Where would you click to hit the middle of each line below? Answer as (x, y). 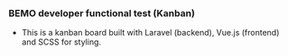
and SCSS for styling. (61, 42)
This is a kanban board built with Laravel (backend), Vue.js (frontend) (150, 33)
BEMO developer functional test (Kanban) (102, 13)
